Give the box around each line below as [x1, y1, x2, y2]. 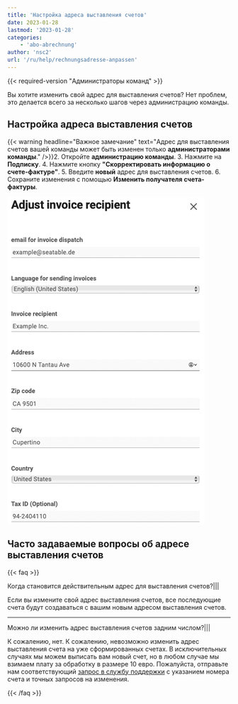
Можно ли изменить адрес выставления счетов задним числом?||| [7, 623, 211, 632]
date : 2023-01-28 [7, 18, 59, 26]
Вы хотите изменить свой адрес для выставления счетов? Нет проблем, [7, 90, 227, 99]
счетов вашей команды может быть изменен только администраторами [7, 145, 230, 153]
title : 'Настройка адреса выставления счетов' [7, 11, 147, 18]
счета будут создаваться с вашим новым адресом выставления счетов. [7, 603, 227, 611]
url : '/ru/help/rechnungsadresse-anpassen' [7, 57, 138, 64]
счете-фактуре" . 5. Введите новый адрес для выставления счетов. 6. [7, 167, 221, 176]
